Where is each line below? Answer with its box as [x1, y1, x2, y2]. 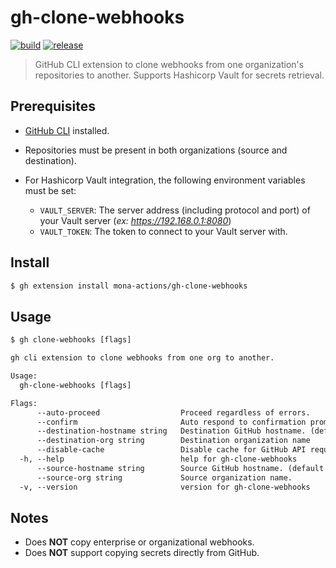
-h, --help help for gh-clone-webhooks [19, 454, 298, 464]
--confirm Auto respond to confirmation [36, 417, 307, 427]
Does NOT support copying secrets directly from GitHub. [24, 547, 260, 559]
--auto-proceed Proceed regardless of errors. [36, 407, 311, 418]
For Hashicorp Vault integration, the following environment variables [24, 174, 306, 186]
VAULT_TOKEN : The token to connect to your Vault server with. [39, 225, 288, 237]
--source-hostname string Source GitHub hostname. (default [36, 463, 325, 473]
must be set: [24, 184, 77, 196]
